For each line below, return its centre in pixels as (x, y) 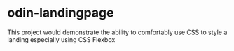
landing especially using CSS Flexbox (61, 39)
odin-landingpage (61, 13)
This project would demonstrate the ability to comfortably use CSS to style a (117, 32)
